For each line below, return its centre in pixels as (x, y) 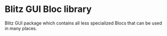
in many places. (21, 28)
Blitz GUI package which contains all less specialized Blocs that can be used (83, 23)
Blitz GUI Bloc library (48, 9)
